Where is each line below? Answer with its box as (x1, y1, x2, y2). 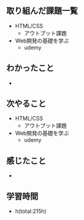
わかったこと (6, 63, 54, 73)
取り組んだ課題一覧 (6, 5, 78, 16)
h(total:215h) (15, 208, 47, 215)
